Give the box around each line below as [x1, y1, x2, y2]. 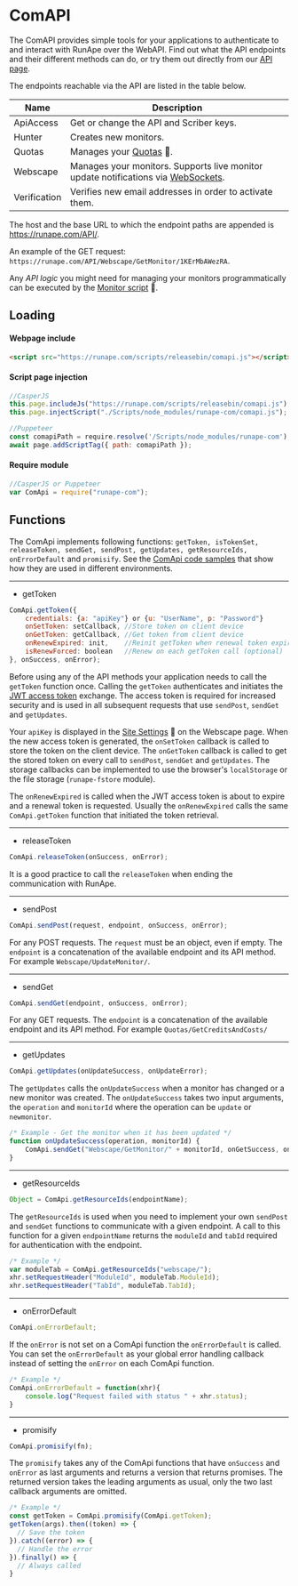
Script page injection [9, 372, 88, 382]
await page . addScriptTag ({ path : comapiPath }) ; [9, 440, 192, 449]
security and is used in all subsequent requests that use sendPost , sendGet [9, 699, 279, 710]
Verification [13, 190, 62, 203]
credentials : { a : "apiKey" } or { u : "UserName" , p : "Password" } [25, 614, 264, 623]
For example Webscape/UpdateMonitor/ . [9, 955, 151, 966]
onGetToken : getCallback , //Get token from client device [25, 631, 244, 640]
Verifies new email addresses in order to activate [69, 185, 273, 197]
